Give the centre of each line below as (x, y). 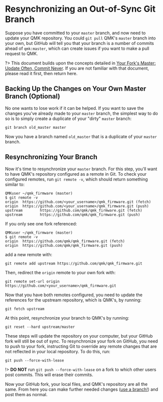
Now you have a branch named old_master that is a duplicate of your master (81, 136)
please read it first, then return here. (41, 73)
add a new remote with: (29, 254)
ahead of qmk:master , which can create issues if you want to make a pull (77, 48)
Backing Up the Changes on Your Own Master (76, 89)
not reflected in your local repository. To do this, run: (58, 351)
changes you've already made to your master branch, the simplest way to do (81, 113)
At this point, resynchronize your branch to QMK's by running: (67, 318)
